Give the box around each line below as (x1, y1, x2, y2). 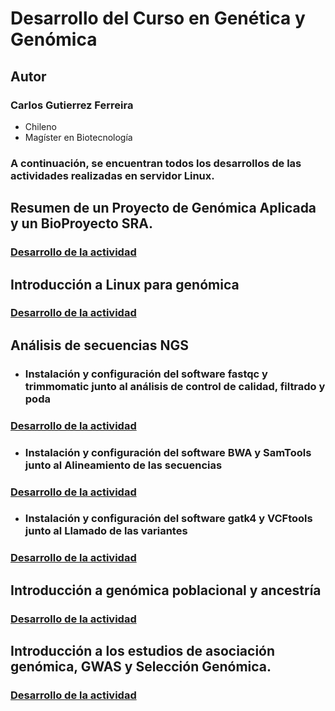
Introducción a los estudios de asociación (10, 643, 276, 660)
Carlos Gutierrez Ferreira (10, 98, 134, 112)
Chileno (24, 120, 57, 132)
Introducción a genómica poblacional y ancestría (10, 582, 322, 599)
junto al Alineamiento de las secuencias (24, 458, 223, 472)
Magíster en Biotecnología (24, 131, 133, 143)
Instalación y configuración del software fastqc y (24, 367, 268, 381)
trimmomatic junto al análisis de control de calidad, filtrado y (24, 379, 326, 393)
